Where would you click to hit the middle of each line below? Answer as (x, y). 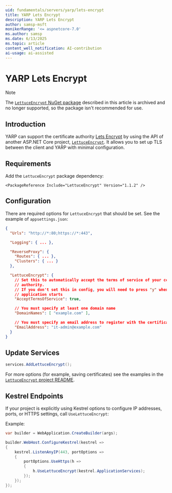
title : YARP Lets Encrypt (33, 15)
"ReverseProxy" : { (30, 252)
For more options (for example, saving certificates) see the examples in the (84, 374)
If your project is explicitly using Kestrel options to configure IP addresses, (84, 408)
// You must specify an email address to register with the (80, 323)
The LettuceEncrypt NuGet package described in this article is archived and (85, 103)
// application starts (39, 294)
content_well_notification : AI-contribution (53, 48)
